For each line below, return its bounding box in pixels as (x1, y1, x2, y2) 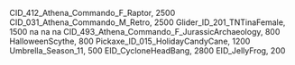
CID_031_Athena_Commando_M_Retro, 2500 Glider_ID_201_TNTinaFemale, (9, 17, 286, 28)
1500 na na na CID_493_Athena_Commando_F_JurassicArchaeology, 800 (9, 27, 281, 37)
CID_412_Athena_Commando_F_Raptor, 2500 (9, 8, 176, 18)
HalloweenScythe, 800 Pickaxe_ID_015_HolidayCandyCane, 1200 (9, 36, 251, 46)
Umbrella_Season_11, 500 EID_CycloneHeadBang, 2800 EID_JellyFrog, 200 (9, 45, 286, 56)
